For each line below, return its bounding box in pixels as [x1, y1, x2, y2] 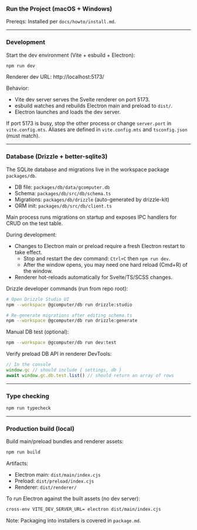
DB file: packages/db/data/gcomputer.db [14, 184, 110, 191]
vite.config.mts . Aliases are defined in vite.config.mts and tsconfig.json [6, 126, 188, 133]
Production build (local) [6, 424, 75, 433]
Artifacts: [6, 460, 28, 467]
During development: [6, 231, 57, 238]
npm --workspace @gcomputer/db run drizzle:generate [6, 318, 138, 324]
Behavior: [6, 84, 29, 92]
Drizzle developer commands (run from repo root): [6, 285, 128, 292]
